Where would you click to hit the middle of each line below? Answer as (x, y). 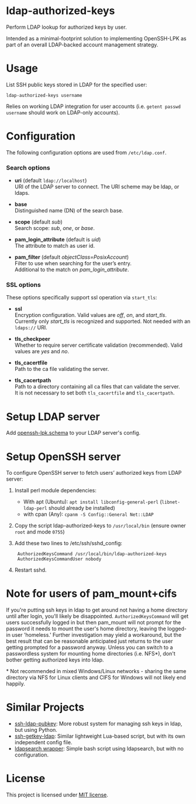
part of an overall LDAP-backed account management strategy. (82, 45)
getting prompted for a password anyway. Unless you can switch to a (90, 647)
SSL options (23, 285)
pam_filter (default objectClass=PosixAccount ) (71, 257)
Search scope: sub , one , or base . (54, 228)
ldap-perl (35, 509)
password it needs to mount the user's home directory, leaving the (86, 629)
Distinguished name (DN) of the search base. (69, 211)
